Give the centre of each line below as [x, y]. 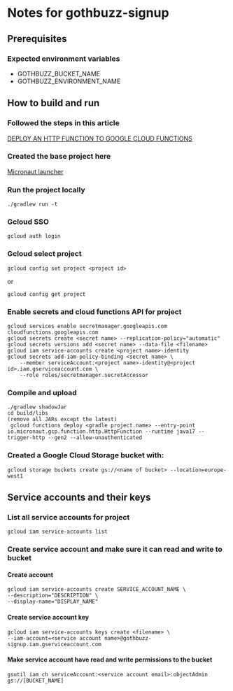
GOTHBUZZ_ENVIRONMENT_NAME [69, 81]
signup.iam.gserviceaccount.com [54, 644]
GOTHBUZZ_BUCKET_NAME [59, 73]
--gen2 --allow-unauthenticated [95, 438]
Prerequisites [37, 39]
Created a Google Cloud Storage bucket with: [86, 455]
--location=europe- [199, 470]
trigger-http [26, 438]
